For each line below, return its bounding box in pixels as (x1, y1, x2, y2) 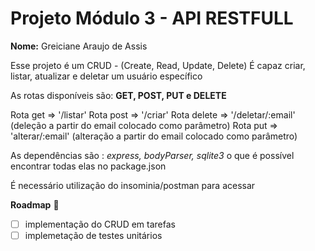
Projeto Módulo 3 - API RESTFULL (10, 7, 294, 30)
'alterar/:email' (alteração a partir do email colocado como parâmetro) (10, 130, 298, 142)
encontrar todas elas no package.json (10, 160, 167, 172)
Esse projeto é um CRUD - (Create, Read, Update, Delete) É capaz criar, (10, 59, 306, 71)
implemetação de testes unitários (24, 230, 163, 241)
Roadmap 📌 (10, 198, 60, 211)
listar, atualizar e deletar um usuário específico (10, 70, 203, 82)
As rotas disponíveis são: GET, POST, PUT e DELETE (10, 89, 227, 101)
